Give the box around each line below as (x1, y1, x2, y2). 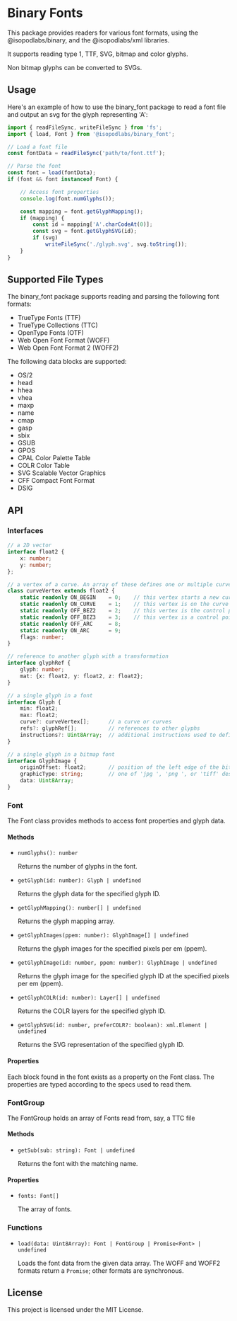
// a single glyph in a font (7, 692, 93, 699)
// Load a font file (7, 143, 68, 150)
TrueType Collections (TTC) (17, 321, 98, 330)
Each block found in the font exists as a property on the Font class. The (7, 1073, 215, 1081)
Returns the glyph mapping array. (17, 917, 115, 925)
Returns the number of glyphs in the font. (17, 862, 138, 871)
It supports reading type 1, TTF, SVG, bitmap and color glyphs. (7, 50, 188, 58)
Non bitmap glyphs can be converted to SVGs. (7, 63, 142, 72)
